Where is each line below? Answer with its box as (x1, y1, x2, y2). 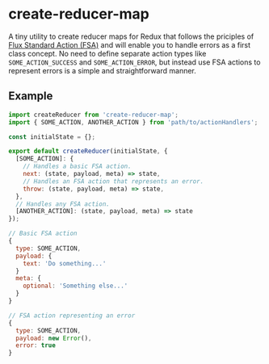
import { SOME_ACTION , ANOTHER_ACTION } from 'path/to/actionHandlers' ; (8, 118, 258, 126)
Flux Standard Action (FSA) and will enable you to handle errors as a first (8, 40, 251, 49)
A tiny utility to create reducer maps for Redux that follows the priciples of (8, 31, 254, 41)
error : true (15, 341, 57, 349)
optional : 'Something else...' (23, 282, 128, 291)
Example (8, 90, 53, 103)
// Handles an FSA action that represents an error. (23, 177, 204, 186)
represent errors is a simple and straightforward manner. (8, 65, 196, 75)
